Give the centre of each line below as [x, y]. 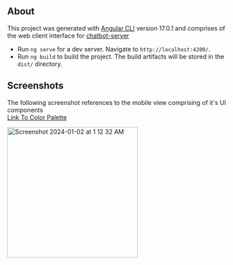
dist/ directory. [40, 64]
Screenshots [35, 86]
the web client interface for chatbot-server [69, 35]
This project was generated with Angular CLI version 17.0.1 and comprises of [116, 28]
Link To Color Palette [37, 117]
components [25, 110]
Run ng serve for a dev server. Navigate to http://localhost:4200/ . [114, 49]
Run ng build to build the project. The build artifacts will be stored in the [121, 56]
